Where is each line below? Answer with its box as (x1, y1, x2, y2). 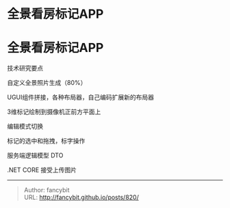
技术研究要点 (7, 64, 43, 73)
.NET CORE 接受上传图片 (7, 166, 77, 174)
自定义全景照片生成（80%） (7, 79, 87, 87)
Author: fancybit (23, 186, 70, 194)
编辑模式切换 (7, 122, 43, 131)
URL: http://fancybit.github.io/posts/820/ (23, 193, 139, 202)
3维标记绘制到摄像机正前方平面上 (7, 107, 101, 116)
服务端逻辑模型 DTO (7, 151, 64, 159)
